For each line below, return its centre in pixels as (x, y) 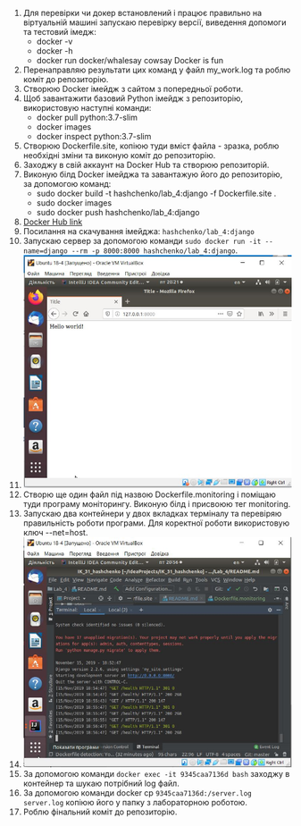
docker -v (54, 41)
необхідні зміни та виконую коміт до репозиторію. (119, 155)
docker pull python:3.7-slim (87, 117)
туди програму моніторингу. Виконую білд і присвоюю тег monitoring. (157, 504)
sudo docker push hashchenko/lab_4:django (118, 212)
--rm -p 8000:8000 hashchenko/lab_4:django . (155, 250)
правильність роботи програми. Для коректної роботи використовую (156, 523)
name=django (45, 251)
